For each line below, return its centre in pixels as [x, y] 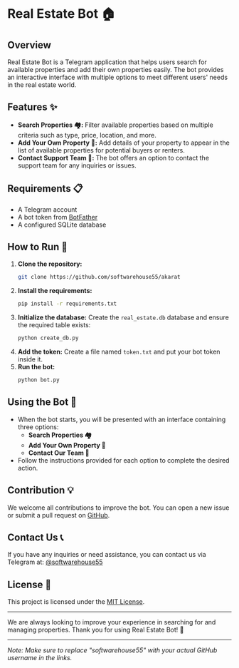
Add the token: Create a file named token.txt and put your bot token [119, 352]
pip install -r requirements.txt [67, 304]
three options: [38, 427]
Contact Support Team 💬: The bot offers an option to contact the [113, 158]
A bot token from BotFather [58, 217]
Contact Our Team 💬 [59, 453]
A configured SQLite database [62, 225]
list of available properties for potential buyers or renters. [101, 150]
